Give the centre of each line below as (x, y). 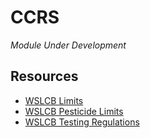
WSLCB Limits (54, 100)
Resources (44, 76)
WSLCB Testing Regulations (82, 122)
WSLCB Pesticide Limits (74, 111)
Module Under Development (68, 45)
